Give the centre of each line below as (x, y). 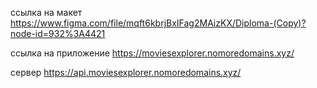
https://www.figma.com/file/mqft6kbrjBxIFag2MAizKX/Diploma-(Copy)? (158, 23)
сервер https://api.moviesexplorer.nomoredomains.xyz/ (126, 72)
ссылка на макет (46, 12)
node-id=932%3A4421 (58, 33)
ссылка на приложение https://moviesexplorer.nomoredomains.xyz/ (152, 53)
